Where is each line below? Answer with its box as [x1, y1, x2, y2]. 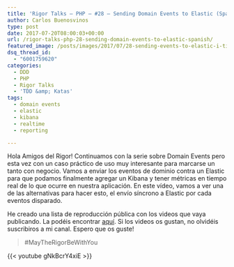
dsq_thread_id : [7, 49, 52, 56]
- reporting [13, 127, 49, 134]
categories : [7, 62, 42, 69]
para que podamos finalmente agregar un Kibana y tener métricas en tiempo [7, 174, 227, 183]
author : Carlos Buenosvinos [7, 17, 89, 24]
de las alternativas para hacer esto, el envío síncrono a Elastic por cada [7, 189, 212, 197]
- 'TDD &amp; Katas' [13, 88, 73, 95]
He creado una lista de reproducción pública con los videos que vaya [7, 210, 206, 218]
